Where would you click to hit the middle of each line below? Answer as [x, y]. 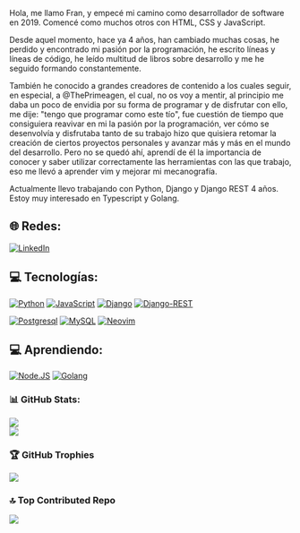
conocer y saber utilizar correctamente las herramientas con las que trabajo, [150, 162]
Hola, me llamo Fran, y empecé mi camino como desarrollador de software [147, 13]
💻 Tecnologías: [54, 277]
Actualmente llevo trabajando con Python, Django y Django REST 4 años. [144, 189]
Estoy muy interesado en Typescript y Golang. [94, 198]
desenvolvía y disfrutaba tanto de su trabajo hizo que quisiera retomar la [143, 133]
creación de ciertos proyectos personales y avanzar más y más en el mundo [150, 143]
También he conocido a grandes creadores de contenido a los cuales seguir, [150, 86]
